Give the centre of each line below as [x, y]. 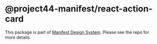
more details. [18, 37]
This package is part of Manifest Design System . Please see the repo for [77, 32]
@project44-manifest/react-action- [79, 9]
